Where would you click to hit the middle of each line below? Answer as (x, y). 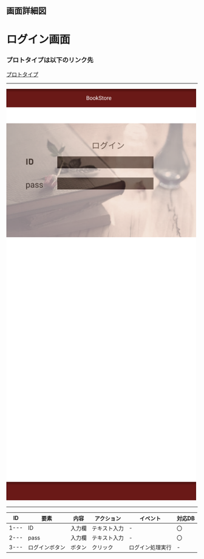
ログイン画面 (39, 39)
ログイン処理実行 (150, 547)
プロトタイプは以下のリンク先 (50, 60)
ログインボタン (47, 547)
